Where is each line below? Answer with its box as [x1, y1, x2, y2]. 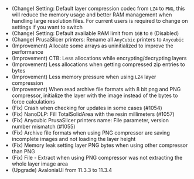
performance [11, 49, 44, 55]
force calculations [11, 98, 56, 105]
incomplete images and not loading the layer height [11, 136, 136, 142]
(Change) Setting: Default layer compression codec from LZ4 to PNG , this [11, 5, 185, 12]
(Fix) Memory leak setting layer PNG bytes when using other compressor [11, 142, 188, 149]
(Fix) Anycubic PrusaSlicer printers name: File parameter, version [11, 117, 169, 123]
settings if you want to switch [11, 23, 83, 30]
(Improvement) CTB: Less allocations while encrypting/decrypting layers [11, 55, 187, 61]
